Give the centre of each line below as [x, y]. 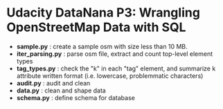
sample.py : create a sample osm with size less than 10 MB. [102, 46]
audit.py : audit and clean [53, 83]
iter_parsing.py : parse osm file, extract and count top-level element [115, 54]
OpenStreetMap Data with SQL [96, 27]
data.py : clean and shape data [61, 90]
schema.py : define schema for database [76, 97]
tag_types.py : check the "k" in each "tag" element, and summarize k [116, 68]
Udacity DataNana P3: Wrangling [103, 13]
